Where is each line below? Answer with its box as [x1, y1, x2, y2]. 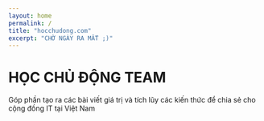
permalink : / [8, 19, 52, 27]
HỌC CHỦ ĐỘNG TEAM [8, 69, 167, 87]
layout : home [8, 11, 52, 20]
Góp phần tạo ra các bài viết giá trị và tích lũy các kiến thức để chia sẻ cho [8, 95, 256, 105]
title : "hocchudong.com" [8, 26, 92, 34]
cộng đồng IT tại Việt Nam [8, 103, 95, 113]
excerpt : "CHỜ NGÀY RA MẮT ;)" [8, 34, 113, 42]
